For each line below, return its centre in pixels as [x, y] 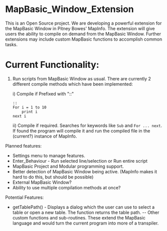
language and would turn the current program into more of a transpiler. [86, 223]
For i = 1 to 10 [29, 107]
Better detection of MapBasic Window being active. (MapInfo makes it [85, 171]
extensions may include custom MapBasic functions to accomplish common [84, 39]
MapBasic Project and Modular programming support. [68, 166]
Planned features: [23, 146]
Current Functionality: [52, 65]
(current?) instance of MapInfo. [45, 136]
